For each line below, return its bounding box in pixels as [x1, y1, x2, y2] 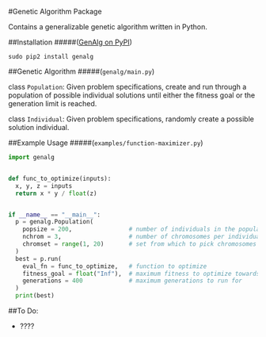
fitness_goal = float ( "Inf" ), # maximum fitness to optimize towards [22, 270, 260, 278]
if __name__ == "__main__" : [8, 210, 101, 219]
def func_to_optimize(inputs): [8, 174, 112, 182]
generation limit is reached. [8, 99, 97, 108]
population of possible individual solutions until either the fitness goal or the [8, 90, 256, 100]
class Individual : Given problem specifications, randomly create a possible [8, 114, 255, 124]
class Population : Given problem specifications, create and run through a [8, 82, 247, 91]
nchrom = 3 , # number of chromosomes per [22, 233, 225, 241]
